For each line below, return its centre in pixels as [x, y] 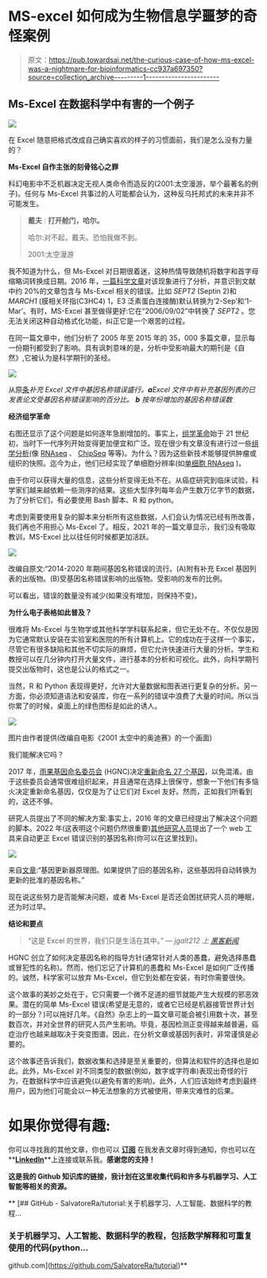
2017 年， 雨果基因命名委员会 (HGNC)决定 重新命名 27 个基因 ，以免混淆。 [128, 771]
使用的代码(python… [48, 1248]
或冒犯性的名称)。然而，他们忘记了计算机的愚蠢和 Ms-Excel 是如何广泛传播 [131, 967]
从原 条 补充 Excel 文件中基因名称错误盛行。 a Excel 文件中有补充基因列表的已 [132, 389]
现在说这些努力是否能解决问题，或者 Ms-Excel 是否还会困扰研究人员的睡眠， [133, 897]
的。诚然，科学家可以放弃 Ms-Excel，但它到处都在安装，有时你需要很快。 [129, 977]
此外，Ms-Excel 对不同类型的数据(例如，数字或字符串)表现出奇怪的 [131, 1070]
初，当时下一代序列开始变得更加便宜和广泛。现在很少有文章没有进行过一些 [130, 443]
